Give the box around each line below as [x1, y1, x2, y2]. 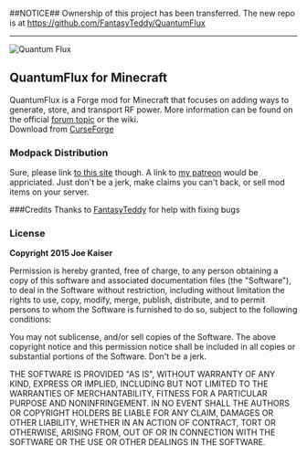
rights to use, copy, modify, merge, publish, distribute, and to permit [9, 294, 266, 305]
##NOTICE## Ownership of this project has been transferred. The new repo [9, 8, 295, 18]
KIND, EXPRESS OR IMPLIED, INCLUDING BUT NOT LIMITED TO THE [9, 378, 269, 389]
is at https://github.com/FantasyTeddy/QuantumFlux [9, 17, 206, 28]
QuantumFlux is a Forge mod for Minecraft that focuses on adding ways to [9, 94, 290, 105]
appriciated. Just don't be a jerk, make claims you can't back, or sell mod [9, 177, 285, 188]
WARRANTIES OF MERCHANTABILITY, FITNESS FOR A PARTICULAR [9, 388, 268, 399]
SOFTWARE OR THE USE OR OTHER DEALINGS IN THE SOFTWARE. [9, 437, 266, 448]
